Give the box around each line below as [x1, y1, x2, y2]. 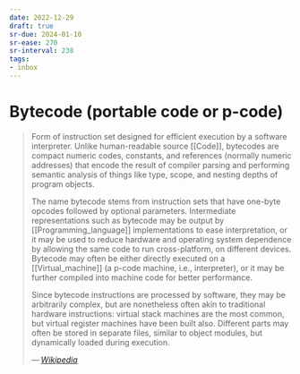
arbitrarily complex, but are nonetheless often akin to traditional [30, 299, 266, 310]
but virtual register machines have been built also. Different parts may [30, 318, 289, 328]
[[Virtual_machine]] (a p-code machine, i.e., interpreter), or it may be [30, 262, 285, 273]
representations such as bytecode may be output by [30, 215, 225, 225]
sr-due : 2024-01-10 [9, 30, 82, 38]
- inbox [9, 64, 39, 72]
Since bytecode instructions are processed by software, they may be [30, 289, 287, 300]
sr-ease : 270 [9, 38, 58, 47]
